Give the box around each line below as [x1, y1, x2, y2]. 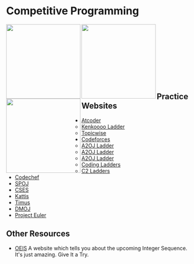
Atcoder [81, 117, 101, 124]
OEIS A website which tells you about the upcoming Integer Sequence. [14, 244, 188, 252]
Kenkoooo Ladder [81, 123, 125, 130]
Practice [157, 92, 189, 102]
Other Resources [6, 229, 70, 239]
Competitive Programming [6, 4, 139, 18]
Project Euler [14, 211, 46, 218]
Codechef [14, 174, 40, 181]
